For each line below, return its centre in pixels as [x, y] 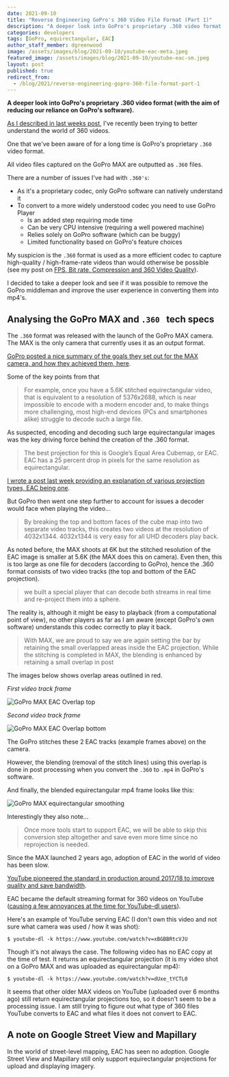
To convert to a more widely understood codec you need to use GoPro [116, 205]
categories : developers [41, 33]
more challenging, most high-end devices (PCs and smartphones [116, 412]
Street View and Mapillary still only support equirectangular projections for [112, 1059]
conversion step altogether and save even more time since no [111, 837]
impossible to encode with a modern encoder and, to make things [116, 405]
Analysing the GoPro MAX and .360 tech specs [111, 319]
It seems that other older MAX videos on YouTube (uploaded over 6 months [113, 992]
